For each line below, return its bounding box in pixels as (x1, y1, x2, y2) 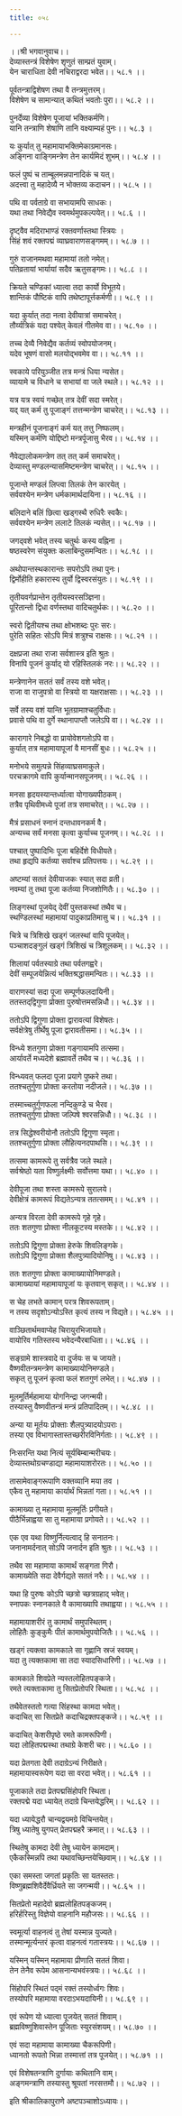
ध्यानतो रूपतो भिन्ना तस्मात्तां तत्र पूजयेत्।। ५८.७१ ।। (9, 2049, 164, 2060)
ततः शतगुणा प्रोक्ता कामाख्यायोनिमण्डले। (9, 1268, 122, 1279)
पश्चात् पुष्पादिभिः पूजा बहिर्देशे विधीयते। (9, 845, 117, 856)
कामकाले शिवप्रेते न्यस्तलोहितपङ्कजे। (9, 1672, 116, 1683)
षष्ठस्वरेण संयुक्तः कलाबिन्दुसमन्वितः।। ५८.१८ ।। (9, 545, 154, 556)
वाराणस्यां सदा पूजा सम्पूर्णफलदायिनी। (9, 986, 115, 997)
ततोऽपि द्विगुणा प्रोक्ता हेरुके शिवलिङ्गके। (9, 1239, 123, 1250)
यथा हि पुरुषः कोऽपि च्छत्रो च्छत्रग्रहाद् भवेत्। (9, 1588, 130, 1599)
